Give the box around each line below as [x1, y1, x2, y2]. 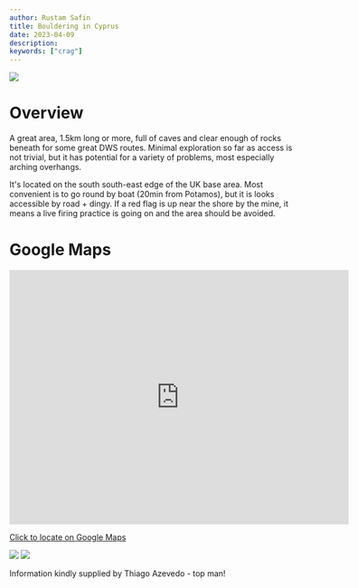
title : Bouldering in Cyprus [9, 22, 119, 31]
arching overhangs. [9, 162, 82, 173]
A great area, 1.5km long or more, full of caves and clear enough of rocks [9, 133, 282, 144]
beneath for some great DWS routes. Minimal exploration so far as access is [9, 142, 293, 154]
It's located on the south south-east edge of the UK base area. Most [9, 179, 264, 190]
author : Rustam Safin [9, 13, 91, 23]
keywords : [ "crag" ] [9, 47, 83, 56]
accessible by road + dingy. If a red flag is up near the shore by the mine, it [9, 198, 289, 209]
